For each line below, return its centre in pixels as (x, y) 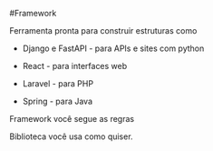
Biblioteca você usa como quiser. (71, 136)
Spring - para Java (58, 101)
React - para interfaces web (75, 66)
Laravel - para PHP (58, 84)
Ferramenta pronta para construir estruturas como (103, 30)
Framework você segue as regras (72, 119)
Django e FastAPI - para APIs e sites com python (113, 48)
